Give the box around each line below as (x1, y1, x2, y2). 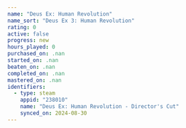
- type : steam (13, 90, 55, 97)
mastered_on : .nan (7, 76, 62, 84)
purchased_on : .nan (7, 50, 65, 58)
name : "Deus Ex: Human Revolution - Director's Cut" (20, 103, 180, 110)
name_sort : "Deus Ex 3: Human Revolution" (7, 17, 135, 24)
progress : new (7, 37, 50, 44)
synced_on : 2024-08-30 (20, 110, 87, 117)
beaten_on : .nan (7, 63, 55, 70)
